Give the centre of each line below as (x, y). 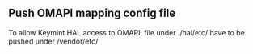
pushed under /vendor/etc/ (53, 41)
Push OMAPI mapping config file (92, 13)
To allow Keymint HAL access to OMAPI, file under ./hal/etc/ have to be (126, 32)
